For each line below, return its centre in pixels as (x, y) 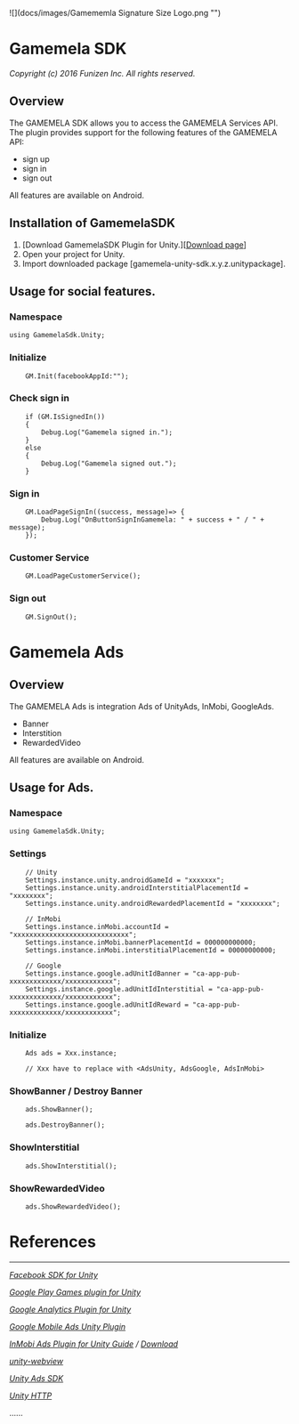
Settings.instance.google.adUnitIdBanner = (107, 974)
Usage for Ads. (52, 788)
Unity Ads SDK (36, 1378)
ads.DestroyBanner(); (65, 1125)
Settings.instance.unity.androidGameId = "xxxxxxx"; (125, 880)
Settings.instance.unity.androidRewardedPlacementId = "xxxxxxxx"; (153, 903)
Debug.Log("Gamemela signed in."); (107, 432)
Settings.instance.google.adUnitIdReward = (107, 1005)
